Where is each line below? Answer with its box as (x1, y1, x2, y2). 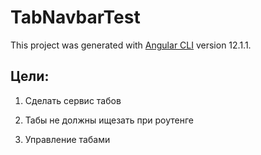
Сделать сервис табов (24, 94, 122, 106)
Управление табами (24, 133, 111, 145)
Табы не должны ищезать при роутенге (24, 114, 194, 126)
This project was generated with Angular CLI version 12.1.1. (10, 39, 252, 51)
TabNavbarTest (10, 6, 141, 29)
